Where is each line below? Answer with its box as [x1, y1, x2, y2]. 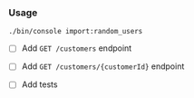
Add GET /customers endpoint [21, 43, 132, 54]
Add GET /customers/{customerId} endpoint [21, 61, 185, 72]
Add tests [21, 79, 58, 90]
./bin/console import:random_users [8, 27, 143, 36]
